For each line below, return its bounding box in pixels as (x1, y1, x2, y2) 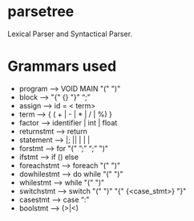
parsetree (7, 2, 75, 21)
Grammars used (7, 57, 117, 76)
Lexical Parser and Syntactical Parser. (7, 29, 133, 39)
